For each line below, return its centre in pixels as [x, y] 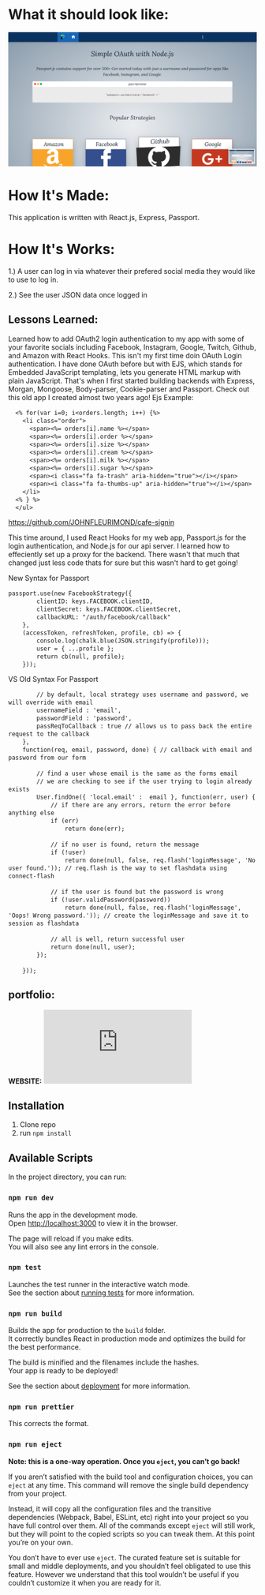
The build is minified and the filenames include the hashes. [104, 1362]
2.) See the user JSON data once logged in [78, 294]
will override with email [50, 702]
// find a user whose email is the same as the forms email [137, 773]
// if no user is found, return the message [125, 844]
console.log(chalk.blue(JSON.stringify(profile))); [123, 641]
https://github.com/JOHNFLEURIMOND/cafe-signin [91, 522]
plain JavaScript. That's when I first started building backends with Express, [131, 380]
